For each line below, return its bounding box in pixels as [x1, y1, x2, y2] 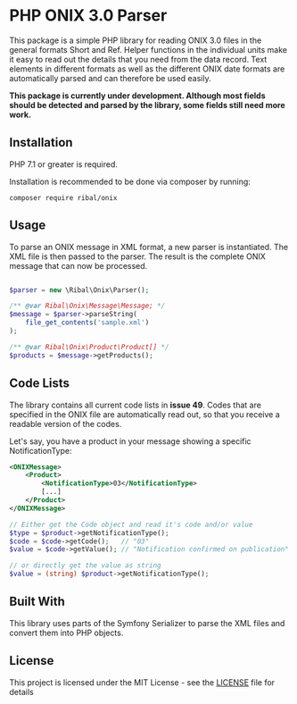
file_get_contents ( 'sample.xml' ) [25, 318, 150, 327]
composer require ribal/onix [9, 193, 118, 202]
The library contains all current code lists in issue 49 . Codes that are [9, 399, 261, 410]
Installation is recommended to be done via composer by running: [9, 176, 252, 187]
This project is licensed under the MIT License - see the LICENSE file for [9, 676, 275, 688]
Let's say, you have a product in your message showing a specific [9, 435, 252, 447]
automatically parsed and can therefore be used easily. [9, 72, 211, 83]
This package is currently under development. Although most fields [9, 90, 266, 101]
